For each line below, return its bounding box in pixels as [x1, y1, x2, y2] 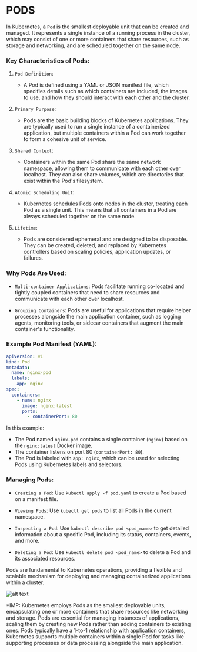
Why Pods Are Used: [6, 269, 66, 277]
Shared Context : [14, 147, 54, 154]
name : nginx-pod [11, 370, 51, 376]
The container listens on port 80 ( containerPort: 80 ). [14, 448, 144, 456]
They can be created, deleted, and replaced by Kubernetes [23, 242, 166, 249]
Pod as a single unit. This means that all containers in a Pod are [23, 207, 177, 214]
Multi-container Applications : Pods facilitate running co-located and [14, 283, 185, 290]
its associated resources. [14, 555, 76, 562]
